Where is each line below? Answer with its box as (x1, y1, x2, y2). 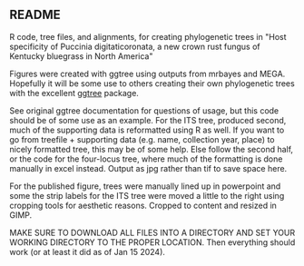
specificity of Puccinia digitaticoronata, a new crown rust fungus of (9, 41, 260, 52)
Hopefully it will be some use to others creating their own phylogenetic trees (9, 77, 295, 89)
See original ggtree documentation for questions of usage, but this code (9, 104, 279, 116)
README (9, 7, 61, 23)
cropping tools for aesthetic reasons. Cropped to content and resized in (9, 200, 277, 211)
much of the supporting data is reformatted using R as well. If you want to (9, 124, 285, 135)
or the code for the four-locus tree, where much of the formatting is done (9, 153, 283, 164)
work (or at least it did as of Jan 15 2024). (9, 246, 166, 257)
